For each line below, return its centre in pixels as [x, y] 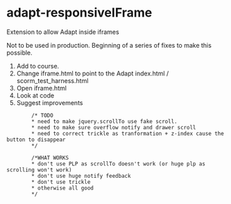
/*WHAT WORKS [50, 158]
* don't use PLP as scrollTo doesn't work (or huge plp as [119, 164]
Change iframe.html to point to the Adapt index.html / [93, 73]
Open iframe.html [42, 88]
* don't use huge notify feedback [81, 176]
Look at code [35, 95]
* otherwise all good [63, 188]
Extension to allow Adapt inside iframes [63, 32]
